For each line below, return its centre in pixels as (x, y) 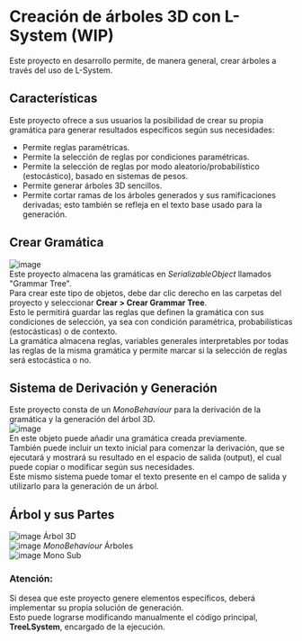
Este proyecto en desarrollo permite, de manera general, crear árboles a (143, 60)
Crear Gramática (57, 243)
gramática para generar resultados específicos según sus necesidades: (142, 130)
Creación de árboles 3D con (115, 17)
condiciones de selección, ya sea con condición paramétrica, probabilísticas (151, 321)
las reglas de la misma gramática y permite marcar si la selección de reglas (148, 350)
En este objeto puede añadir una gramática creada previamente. (128, 438)
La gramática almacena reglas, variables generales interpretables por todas (149, 340)
